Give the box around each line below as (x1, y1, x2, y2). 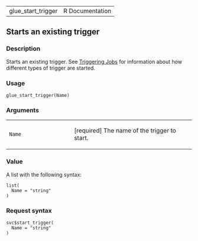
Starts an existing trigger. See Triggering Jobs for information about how (6, 58, 183, 65)
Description (6, 44, 41, 53)
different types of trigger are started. (6, 64, 95, 71)
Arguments (6, 106, 39, 114)
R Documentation (63, 7, 112, 15)
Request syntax (6, 206, 52, 214)
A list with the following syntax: (6, 171, 82, 178)
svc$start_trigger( (6, 220, 54, 226)
